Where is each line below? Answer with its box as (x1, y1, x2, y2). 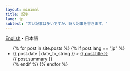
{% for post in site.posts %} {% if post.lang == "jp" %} (12, 45, 125, 51)
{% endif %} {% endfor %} (12, 61, 68, 67)
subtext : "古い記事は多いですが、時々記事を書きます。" (5, 21, 108, 26)
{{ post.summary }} (12, 56, 53, 62)
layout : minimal (5, 7, 39, 12)
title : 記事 (5, 12, 29, 17)
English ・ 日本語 (5, 35, 38, 41)
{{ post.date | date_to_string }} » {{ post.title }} (12, 51, 108, 57)
